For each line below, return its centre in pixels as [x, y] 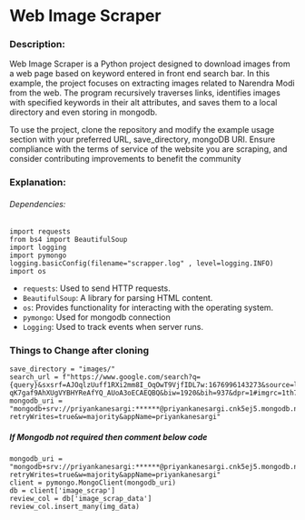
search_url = [34, 377]
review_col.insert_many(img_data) [75, 506]
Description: [37, 45]
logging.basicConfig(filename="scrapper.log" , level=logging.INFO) [142, 263]
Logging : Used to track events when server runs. [113, 326]
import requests [40, 231]
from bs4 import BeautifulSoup [69, 239]
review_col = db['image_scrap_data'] [81, 498]
